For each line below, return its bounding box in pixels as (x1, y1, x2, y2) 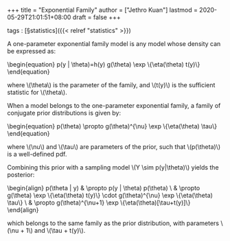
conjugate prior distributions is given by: (7, 109, 122, 117)
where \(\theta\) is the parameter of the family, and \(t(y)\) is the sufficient (7, 81, 216, 89)
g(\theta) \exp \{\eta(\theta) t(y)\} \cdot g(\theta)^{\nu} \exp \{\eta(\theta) (7, 192, 213, 199)
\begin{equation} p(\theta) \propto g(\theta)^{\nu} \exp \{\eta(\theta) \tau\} (7, 122, 218, 130)
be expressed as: (7, 47, 56, 55)
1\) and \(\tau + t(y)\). (25, 227, 86, 234)
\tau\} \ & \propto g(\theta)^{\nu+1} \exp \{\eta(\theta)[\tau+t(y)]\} (7, 198, 191, 207)
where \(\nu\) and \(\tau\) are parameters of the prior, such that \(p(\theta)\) (7, 143, 221, 150)
